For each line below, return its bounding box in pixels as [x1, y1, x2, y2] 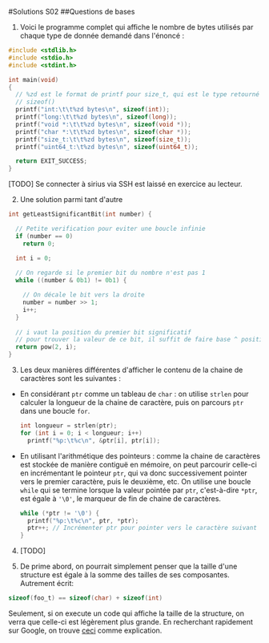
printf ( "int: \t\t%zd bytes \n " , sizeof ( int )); [15, 106, 171, 114]
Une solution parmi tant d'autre [19, 195, 123, 204]
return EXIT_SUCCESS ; [15, 157, 88, 165]
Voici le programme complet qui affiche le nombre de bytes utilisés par [19, 22, 254, 31]
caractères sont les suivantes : [19, 374, 122, 383]
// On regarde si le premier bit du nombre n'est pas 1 [15, 269, 206, 277]
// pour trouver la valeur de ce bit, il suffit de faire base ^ [15, 336, 239, 344]
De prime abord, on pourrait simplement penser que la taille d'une [19, 561, 238, 572]
